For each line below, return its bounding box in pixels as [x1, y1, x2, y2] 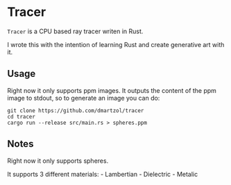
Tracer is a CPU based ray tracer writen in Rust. [7, 27, 144, 35]
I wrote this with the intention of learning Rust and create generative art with [7, 40, 225, 49]
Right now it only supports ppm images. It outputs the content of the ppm [7, 86, 217, 94]
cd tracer [7, 113, 36, 120]
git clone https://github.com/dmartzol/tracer [7, 107, 144, 114]
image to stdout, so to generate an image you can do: [7, 94, 160, 102]
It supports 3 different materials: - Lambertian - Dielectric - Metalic [7, 170, 198, 178]
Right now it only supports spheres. [7, 157, 109, 165]
